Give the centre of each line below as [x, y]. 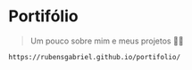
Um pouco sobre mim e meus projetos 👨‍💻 [107, 41]
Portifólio [43, 16]
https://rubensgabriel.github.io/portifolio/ [94, 57]
